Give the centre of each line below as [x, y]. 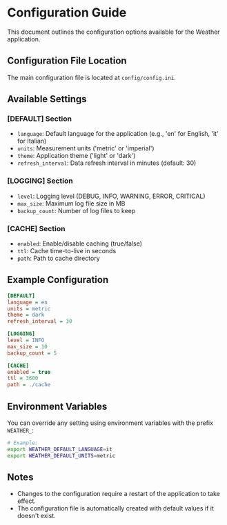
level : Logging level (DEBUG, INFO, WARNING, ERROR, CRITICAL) [111, 196]
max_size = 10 [28, 346]
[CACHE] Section [36, 228]
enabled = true [29, 372]
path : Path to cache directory [58, 258]
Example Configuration [58, 280]
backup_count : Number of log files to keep [76, 210]
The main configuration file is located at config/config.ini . [91, 77]
